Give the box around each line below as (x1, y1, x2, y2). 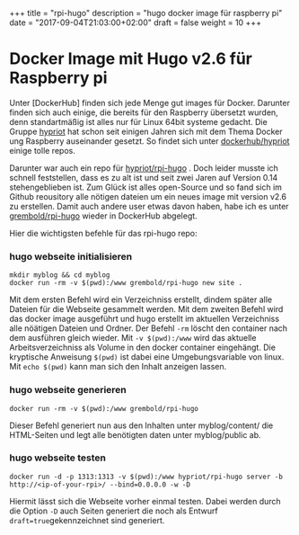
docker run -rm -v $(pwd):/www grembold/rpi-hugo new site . (9, 279, 243, 288)
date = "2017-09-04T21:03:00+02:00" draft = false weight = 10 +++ (9, 17, 262, 28)
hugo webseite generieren (9, 384, 128, 397)
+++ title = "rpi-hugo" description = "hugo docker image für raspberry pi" (9, 8, 283, 18)
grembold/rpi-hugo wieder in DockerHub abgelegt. (9, 210, 198, 221)
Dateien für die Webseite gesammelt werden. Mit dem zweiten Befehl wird (9, 304, 284, 315)
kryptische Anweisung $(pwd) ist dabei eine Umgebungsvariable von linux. (9, 352, 285, 362)
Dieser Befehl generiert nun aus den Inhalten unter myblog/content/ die (9, 420, 274, 431)
